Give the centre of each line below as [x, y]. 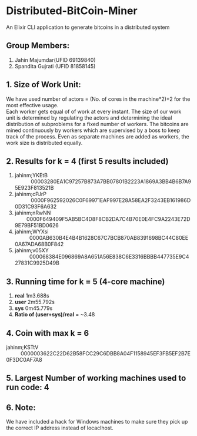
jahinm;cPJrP [31, 194]
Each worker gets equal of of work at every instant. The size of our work [94, 111]
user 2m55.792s [34, 302]
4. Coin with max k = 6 [48, 333]
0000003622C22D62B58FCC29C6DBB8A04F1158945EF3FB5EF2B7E [106, 354]
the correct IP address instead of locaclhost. [60, 428]
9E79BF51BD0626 [36, 226]
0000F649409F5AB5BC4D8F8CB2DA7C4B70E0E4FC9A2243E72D [108, 219]
